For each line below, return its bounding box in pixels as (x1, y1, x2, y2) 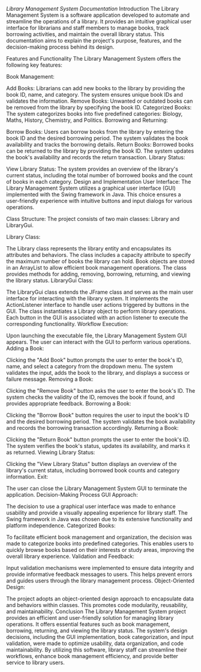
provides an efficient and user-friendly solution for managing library (6, 614, 174, 621)
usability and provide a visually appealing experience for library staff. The (6, 509, 188, 516)
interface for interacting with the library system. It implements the (6, 295, 168, 302)
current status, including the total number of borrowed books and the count (6, 172, 193, 179)
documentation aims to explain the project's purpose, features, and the (6, 37, 182, 44)
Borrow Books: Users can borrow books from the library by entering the (6, 129, 184, 135)
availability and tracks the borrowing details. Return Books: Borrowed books (6, 141, 194, 148)
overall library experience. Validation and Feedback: (6, 552, 135, 560)
